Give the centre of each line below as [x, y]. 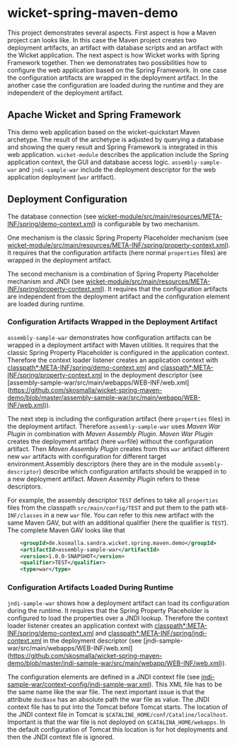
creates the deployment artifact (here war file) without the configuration [110, 441]
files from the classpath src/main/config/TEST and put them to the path [111, 508]
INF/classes [25, 515]
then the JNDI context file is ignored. [61, 737]
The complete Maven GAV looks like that [67, 530]
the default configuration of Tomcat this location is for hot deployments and [117, 729]
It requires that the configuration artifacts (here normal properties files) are [117, 252]
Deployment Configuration [68, 199]
